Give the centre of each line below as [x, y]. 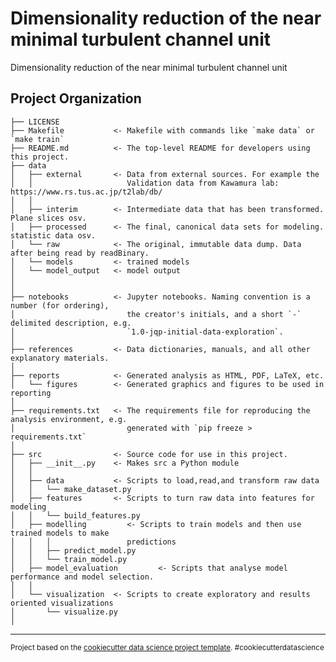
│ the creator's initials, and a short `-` [156, 314]
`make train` [37, 139]
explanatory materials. [60, 358]
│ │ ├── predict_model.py [73, 550]
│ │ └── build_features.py [75, 515]
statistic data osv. [53, 235]
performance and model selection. [82, 577]
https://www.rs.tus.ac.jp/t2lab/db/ [86, 192]
